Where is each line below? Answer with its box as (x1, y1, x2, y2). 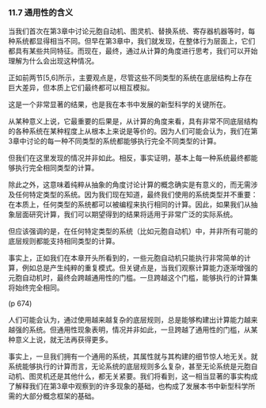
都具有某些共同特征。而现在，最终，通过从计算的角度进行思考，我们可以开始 (8, 46, 258, 56)
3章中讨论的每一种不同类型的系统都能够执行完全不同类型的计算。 (8, 136, 221, 146)
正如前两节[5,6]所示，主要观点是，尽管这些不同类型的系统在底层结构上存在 (8, 73, 253, 82)
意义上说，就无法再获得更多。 (14, 335, 112, 345)
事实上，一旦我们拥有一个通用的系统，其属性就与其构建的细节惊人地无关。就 (8, 352, 258, 361)
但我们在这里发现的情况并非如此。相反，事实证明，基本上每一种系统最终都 (8, 153, 251, 163)
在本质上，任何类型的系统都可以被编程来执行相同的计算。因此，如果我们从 (8, 200, 251, 209)
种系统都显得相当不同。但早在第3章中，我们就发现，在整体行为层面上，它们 (8, 36, 256, 46)
